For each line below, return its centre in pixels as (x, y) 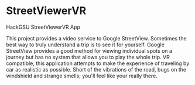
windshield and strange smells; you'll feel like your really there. (82, 76)
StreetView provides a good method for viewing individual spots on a (89, 50)
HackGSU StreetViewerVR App (43, 27)
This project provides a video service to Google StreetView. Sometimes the (97, 38)
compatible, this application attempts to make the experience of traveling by (98, 63)
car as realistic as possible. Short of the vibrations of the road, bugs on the (96, 69)
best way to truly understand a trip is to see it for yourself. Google (85, 45)
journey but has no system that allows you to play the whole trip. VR (88, 57)
